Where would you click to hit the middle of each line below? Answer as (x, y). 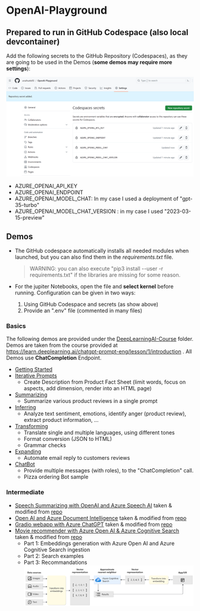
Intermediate (25, 493)
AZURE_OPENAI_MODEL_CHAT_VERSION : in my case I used (89, 211)
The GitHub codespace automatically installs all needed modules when (102, 251)
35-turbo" (27, 205)
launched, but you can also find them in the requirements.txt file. (94, 257)
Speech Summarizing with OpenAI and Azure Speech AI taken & (93, 505)
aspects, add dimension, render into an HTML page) (87, 388)
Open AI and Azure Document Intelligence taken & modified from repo (101, 518)
